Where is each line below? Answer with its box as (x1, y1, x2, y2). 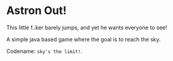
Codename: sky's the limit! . (6, 47, 83, 55)
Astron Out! (6, 4, 67, 18)
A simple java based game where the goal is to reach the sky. (6, 35, 161, 43)
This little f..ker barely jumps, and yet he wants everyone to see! (6, 24, 167, 31)
